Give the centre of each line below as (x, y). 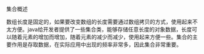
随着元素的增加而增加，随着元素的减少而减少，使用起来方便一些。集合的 (102, 37)
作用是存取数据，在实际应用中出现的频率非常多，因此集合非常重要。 (97, 45)
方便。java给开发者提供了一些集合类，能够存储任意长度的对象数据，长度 (102, 29)
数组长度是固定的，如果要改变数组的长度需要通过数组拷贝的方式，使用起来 (99, 22)
